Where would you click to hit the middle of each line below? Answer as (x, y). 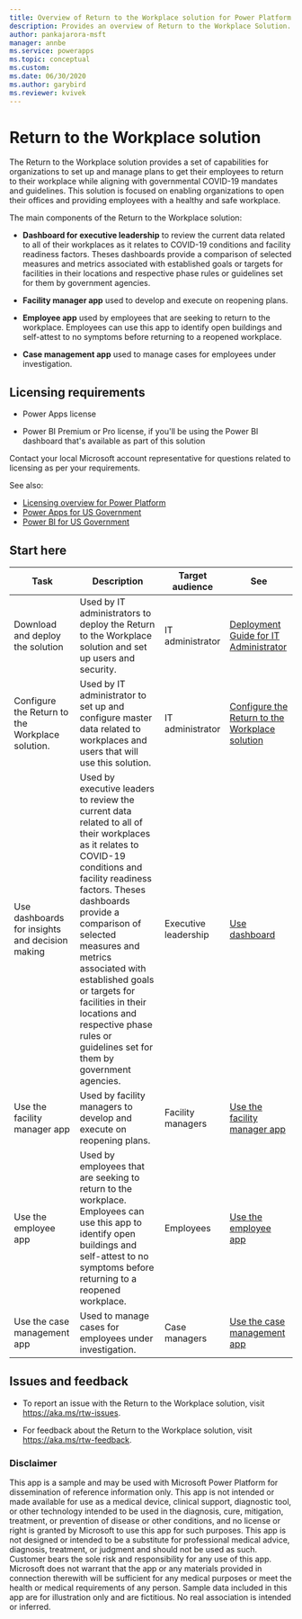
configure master (116, 718)
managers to (106, 1107)
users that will (109, 752)
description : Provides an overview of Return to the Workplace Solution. (151, 26)
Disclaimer (33, 1462)
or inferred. (30, 1607)
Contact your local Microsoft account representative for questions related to (150, 459)
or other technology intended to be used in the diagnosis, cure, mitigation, (147, 1511)
